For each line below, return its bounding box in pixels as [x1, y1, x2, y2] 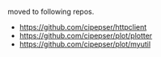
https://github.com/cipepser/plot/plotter [19, 31, 153, 40]
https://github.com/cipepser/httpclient [19, 22, 147, 31]
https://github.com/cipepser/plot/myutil [19, 39, 151, 49]
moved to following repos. [7, 7, 95, 16]
